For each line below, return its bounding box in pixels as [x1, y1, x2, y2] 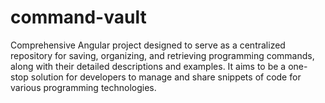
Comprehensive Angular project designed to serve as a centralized [10, 39, 286, 51]
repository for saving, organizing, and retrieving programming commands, [10, 49, 315, 61]
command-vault [10, 6, 147, 29]
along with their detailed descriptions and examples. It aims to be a [10, 60, 287, 72]
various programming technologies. [10, 81, 157, 93]
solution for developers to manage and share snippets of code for [30, 71, 302, 83]
